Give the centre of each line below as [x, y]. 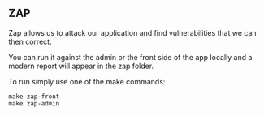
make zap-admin [34, 103]
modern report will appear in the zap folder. [81, 66]
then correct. [30, 41]
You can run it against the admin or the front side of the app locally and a [130, 57]
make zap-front [34, 97]
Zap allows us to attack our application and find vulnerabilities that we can [133, 32]
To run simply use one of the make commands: [87, 81]
